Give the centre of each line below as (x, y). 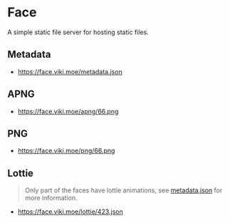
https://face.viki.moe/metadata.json (70, 71)
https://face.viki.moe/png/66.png (66, 151)
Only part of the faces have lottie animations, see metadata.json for (124, 190)
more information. (51, 198)
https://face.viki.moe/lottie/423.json (70, 212)
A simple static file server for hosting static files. (78, 32)
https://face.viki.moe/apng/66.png (68, 111)
